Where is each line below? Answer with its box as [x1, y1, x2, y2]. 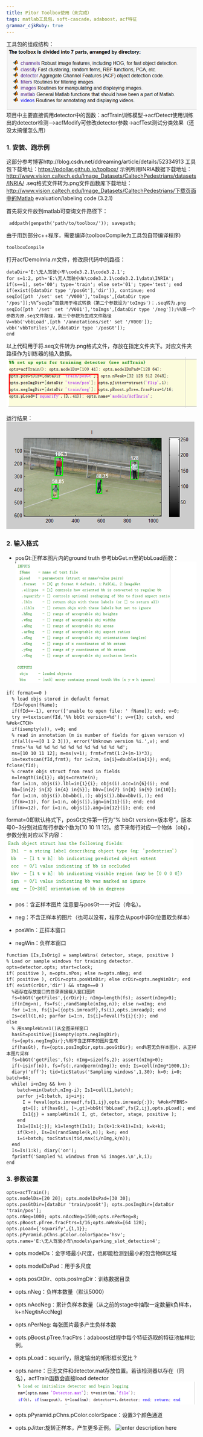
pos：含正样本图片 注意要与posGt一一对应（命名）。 [14, 901, 144, 908]
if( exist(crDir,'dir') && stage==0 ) [6, 982, 104, 988]
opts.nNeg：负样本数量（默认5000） [14, 1288, 108, 1296]
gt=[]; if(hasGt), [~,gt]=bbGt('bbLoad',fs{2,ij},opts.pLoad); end [22, 1105, 196, 1112]
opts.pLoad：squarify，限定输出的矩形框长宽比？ [14, 1354, 138, 1361]
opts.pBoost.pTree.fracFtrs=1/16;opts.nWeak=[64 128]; [6, 1220, 147, 1226]
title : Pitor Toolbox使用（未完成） [6, 10, 92, 16]
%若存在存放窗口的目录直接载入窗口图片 [11, 989, 95, 995]
